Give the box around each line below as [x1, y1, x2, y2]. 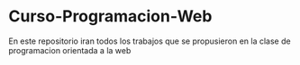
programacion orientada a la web [8, 45, 132, 55]
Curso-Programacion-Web [8, 6, 213, 27]
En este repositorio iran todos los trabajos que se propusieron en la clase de [8, 36, 291, 46]
